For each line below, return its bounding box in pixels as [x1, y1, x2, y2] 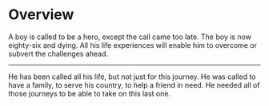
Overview [8, 6, 74, 24]
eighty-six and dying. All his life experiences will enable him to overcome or [8, 40, 258, 49]
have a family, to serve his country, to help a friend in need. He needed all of [8, 80, 260, 89]
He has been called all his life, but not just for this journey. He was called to [8, 72, 256, 81]
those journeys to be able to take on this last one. [8, 88, 171, 98]
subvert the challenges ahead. [8, 49, 109, 58]
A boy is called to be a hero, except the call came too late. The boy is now [8, 32, 252, 41]
